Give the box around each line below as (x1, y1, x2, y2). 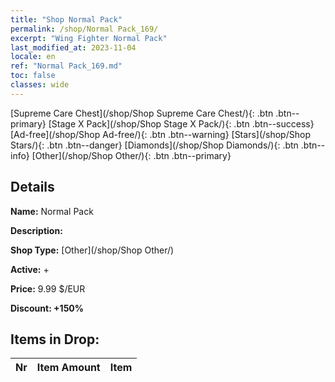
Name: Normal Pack (10, 205, 94, 217)
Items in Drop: (10, 331, 100, 348)
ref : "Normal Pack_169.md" (10, 61, 123, 71)
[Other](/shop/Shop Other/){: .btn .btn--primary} (31, 149, 232, 161)
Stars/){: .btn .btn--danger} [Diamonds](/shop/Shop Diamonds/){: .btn (10, 139, 299, 151)
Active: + (10, 263, 50, 275)
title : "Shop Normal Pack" (10, 14, 123, 25)
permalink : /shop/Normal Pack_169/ (10, 24, 159, 34)
